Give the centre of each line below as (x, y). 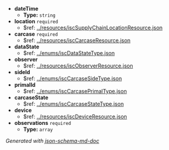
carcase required (36, 34)
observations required (42, 123)
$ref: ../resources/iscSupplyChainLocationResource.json (93, 27)
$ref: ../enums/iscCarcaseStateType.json (73, 104)
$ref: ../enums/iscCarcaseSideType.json (73, 78)
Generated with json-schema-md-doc (53, 141)
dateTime (26, 9)
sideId (22, 72)
